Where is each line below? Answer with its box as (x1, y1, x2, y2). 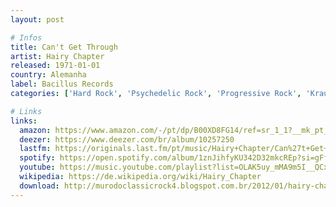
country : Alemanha (10, 70, 87, 80)
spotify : (19, 153, 56, 163)
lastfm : (19, 144, 52, 154)
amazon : (19, 125, 52, 135)
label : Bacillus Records (10, 79, 114, 90)
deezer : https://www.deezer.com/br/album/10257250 (19, 134, 235, 145)
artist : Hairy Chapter (10, 51, 105, 61)
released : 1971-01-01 (10, 61, 101, 71)
